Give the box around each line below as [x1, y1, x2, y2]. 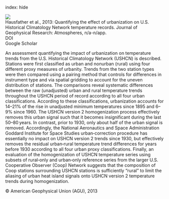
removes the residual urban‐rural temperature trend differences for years [5, 141, 157, 147]
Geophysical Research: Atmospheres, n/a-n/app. [5, 30, 107, 36]
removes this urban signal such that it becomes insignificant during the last [5, 114, 161, 120]
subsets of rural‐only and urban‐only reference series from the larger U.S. [5, 157, 158, 163]
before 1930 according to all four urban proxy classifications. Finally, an [5, 146, 154, 152]
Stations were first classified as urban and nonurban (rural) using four [5, 61, 150, 67]
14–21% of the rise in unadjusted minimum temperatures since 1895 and [5, 104, 155, 110]
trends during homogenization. [5, 178, 70, 184]
